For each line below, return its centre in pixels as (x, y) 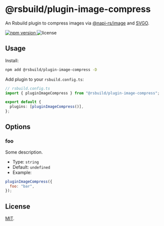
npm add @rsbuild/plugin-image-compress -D (51, 69)
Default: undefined (31, 167)
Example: (22, 172)
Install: (12, 60)
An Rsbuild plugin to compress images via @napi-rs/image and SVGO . (77, 23)
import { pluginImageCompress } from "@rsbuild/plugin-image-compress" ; (82, 93)
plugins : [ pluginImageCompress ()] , (47, 107)
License (18, 206)
